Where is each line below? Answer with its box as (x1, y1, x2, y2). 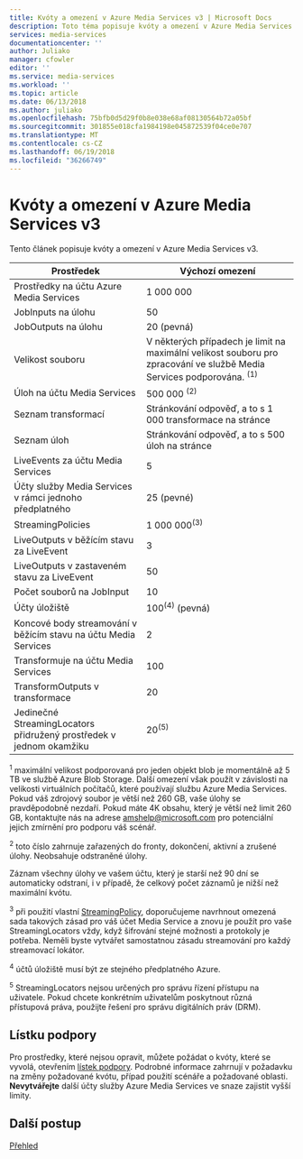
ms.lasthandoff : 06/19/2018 (9, 147, 115, 156)
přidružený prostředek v (14, 728, 116, 740)
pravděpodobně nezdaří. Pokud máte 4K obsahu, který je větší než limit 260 (9, 803, 292, 814)
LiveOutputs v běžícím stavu (14, 534, 134, 547)
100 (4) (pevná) (145, 601, 210, 614)
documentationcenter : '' (9, 38, 103, 48)
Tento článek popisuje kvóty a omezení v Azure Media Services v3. (9, 244, 259, 254)
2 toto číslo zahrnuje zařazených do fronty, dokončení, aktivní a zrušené (9, 840, 277, 852)
